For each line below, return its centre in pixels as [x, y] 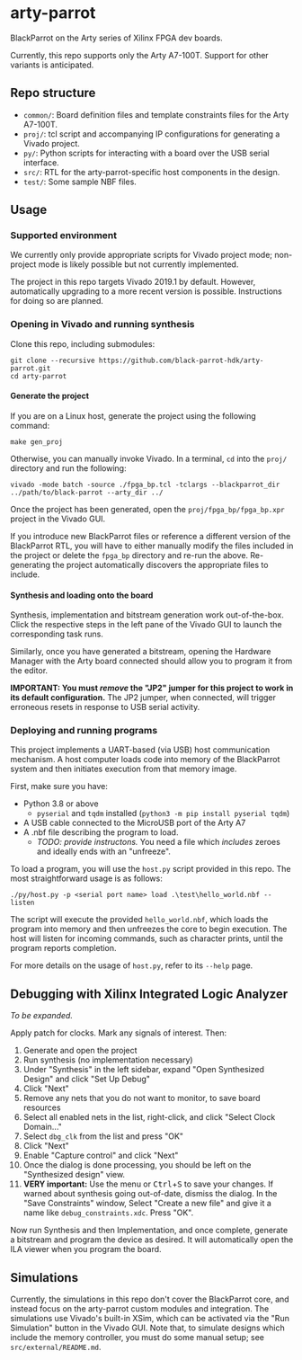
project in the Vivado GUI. [58, 519]
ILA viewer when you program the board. [86, 1249]
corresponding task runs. [57, 634]
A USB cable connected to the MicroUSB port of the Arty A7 [134, 823]
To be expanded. [41, 1016]
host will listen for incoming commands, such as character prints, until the [147, 938]
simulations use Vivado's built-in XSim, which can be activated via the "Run [150, 1319]
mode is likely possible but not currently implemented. [138, 264]
